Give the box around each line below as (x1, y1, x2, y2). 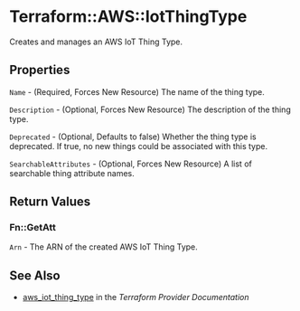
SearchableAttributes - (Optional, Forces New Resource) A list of (9, 158, 253, 169)
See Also (9, 268, 61, 283)
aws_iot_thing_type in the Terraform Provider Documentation (22, 292, 249, 303)
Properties (9, 62, 70, 78)
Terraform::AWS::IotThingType (9, 6, 248, 27)
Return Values (9, 194, 91, 210)
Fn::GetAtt (9, 221, 56, 234)
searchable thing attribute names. (9, 167, 136, 178)
